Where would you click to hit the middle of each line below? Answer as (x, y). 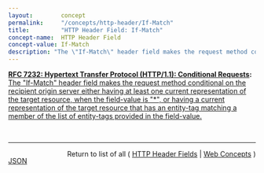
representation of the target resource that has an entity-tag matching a (123, 108)
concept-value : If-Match (49, 45)
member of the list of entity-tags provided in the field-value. (105, 116)
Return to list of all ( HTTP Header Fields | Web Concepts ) (161, 154)
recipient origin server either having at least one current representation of (127, 91)
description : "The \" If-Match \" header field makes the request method (128, 52)
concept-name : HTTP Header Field (65, 37)
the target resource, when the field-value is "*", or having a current (117, 99)
